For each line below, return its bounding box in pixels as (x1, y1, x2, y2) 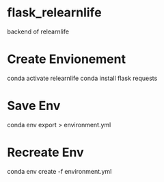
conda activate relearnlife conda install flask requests (7, 74, 158, 82)
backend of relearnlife (7, 27, 70, 36)
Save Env (7, 98, 61, 114)
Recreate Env (7, 145, 84, 160)
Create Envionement (7, 51, 126, 67)
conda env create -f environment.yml (7, 167, 112, 175)
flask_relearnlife (7, 5, 102, 21)
